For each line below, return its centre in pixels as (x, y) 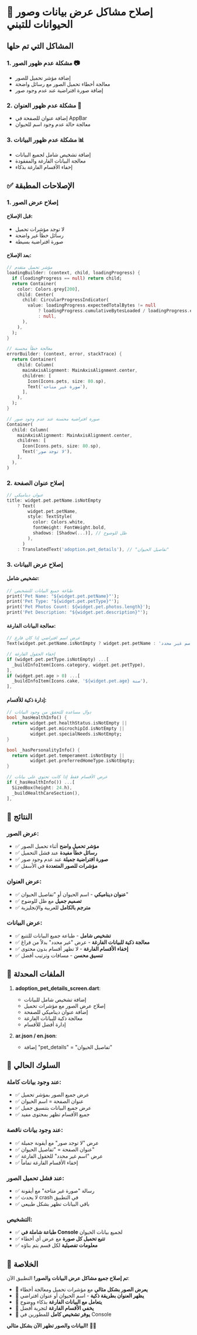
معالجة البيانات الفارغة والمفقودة (51, 161)
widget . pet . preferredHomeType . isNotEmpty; (82, 761)
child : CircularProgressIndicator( (65, 300)
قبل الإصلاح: (20, 216)
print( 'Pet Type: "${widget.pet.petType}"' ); (63, 602)
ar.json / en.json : (36, 1036)
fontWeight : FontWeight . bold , (70, 528)
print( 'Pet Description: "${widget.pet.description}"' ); (77, 613)
